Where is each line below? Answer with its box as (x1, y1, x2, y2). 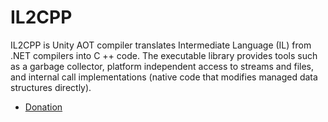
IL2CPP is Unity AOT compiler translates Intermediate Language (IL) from (10, 39, 312, 51)
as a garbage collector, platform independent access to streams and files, (10, 60, 315, 72)
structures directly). (10, 81, 92, 93)
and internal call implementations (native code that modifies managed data (10, 71, 318, 83)
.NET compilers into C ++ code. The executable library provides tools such (10, 49, 318, 61)
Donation (24, 101, 63, 113)
